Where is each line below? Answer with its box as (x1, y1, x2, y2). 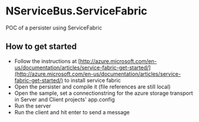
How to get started (5, 41, 77, 52)
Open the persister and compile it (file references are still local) (14, 83, 171, 90)
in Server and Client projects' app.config (14, 96, 115, 103)
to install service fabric (64, 76, 121, 84)
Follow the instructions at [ (14, 57, 81, 64)
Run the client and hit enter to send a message (14, 108, 130, 115)
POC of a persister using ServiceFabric (5, 24, 103, 31)
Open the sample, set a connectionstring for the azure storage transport (14, 89, 193, 97)
